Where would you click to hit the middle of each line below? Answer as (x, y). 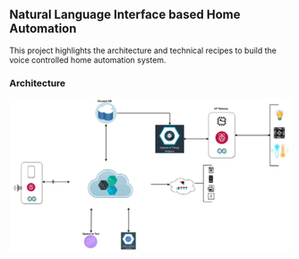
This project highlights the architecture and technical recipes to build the (143, 50)
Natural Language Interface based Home (125, 15)
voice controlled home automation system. (88, 60)
